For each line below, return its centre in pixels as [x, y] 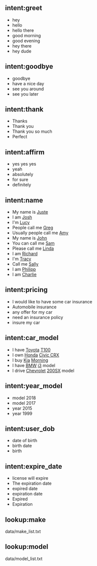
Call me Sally [25, 264]
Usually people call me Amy [40, 233]
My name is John [30, 238]
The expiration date [32, 483]
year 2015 [22, 408]
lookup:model [27, 547]
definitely [22, 185]
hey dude [22, 51]
